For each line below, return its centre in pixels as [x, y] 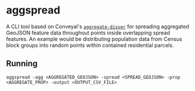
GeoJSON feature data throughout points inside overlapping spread [88, 32]
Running [22, 64]
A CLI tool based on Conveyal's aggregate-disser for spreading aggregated [98, 26]
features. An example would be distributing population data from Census [94, 39]
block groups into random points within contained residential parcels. [90, 45]
